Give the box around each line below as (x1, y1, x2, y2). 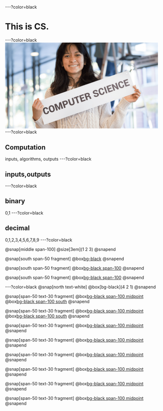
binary (5, 197, 25, 205)
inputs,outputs (5, 170, 51, 179)
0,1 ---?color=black (5, 210, 44, 215)
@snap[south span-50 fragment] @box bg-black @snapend (5, 256, 125, 262)
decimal (5, 224, 30, 232)
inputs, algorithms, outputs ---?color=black (5, 156, 92, 162)
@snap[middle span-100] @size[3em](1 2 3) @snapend (5, 246, 116, 252)
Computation (5, 143, 46, 151)
